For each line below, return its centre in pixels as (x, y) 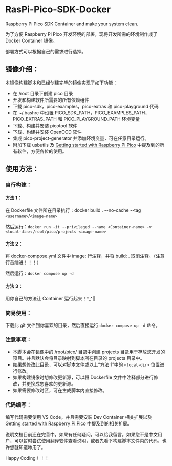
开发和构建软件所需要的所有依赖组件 (51, 100)
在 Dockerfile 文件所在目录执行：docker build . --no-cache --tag (73, 210)
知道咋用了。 (32, 447)
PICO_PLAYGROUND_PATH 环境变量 (102, 119)
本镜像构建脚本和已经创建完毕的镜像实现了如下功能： (61, 83)
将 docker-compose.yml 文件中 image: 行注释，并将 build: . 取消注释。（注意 (85, 256)
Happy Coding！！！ (27, 458)
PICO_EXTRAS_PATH (35, 119)
